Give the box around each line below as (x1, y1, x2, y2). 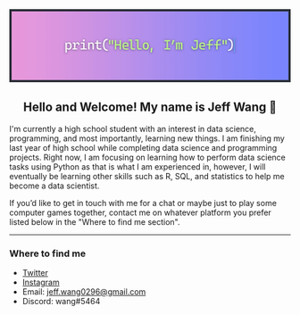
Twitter (21, 268, 49, 278)
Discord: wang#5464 (21, 296, 101, 307)
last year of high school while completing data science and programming (9, 142, 278, 153)
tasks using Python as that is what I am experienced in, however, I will (9, 161, 266, 172)
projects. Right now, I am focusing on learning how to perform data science (9, 152, 286, 162)
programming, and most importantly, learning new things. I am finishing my (9, 133, 286, 144)
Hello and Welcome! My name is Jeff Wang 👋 (22, 100, 278, 115)
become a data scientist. (9, 180, 100, 191)
